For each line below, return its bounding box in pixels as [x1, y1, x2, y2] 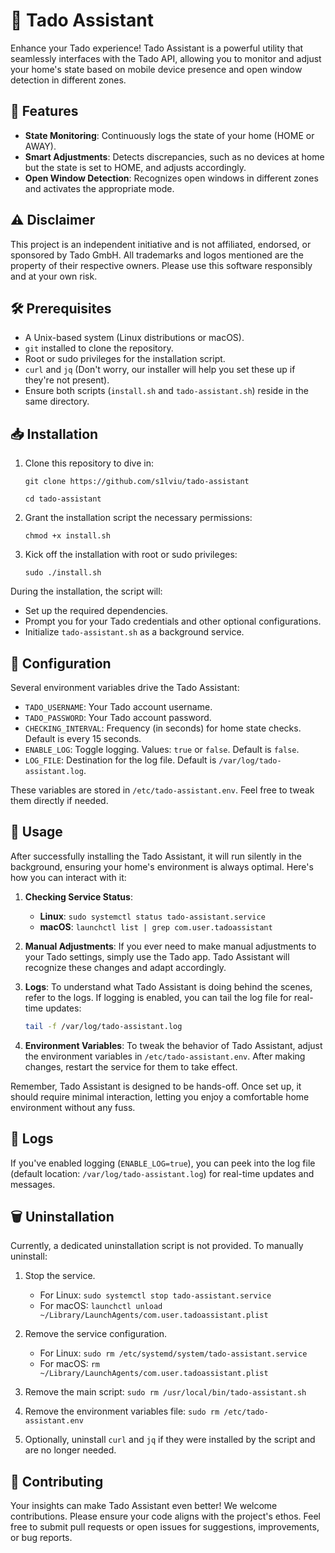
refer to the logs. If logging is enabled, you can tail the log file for [24, 991, 292, 1003]
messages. [10, 1178, 56, 1190]
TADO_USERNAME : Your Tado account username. [24, 701, 213, 713]
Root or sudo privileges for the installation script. [24, 353, 226, 365]
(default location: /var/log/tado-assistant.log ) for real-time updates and [10, 1167, 315, 1179]
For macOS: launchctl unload [39, 1300, 163, 1312]
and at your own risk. [10, 270, 98, 282]
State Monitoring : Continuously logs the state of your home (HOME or [24, 129, 315, 141]
